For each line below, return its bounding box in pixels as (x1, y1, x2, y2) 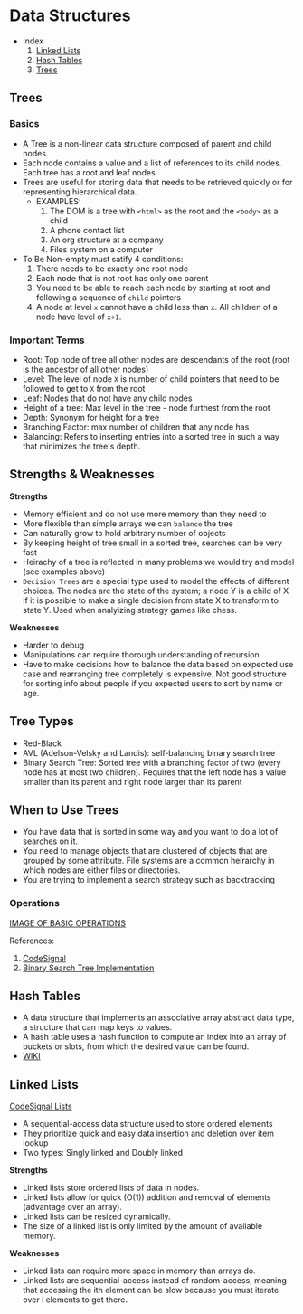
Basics (9, 118, 40, 130)
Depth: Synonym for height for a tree (22, 411, 160, 422)
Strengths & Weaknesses (9, 467, 156, 482)
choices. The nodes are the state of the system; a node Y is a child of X (22, 585, 289, 596)
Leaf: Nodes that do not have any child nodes (22, 392, 193, 403)
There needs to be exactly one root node (35, 263, 188, 274)
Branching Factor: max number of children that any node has (22, 421, 250, 432)
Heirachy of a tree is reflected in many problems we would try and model (22, 556, 295, 567)
